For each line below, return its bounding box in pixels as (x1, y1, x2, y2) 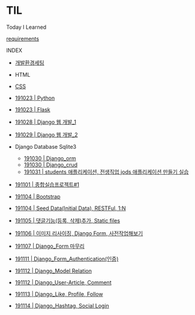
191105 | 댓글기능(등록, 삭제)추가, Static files (14, 217, 121, 224)
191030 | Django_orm (23, 154, 76, 162)
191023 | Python (14, 94, 55, 101)
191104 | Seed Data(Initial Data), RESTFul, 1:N (14, 205, 126, 212)
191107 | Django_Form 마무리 (14, 242, 85, 250)
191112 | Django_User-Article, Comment (14, 278, 112, 286)
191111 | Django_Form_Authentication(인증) (14, 255, 119, 262)
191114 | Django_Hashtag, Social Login (14, 302, 109, 309)
